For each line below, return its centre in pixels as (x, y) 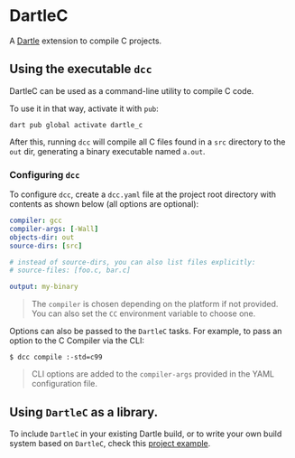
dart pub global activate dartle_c (76, 125)
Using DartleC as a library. (84, 412)
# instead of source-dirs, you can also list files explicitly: (133, 262)
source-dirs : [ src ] (46, 246)
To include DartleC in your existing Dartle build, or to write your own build (146, 434)
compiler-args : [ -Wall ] (54, 229)
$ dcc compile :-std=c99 (56, 358)
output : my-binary (44, 287)
